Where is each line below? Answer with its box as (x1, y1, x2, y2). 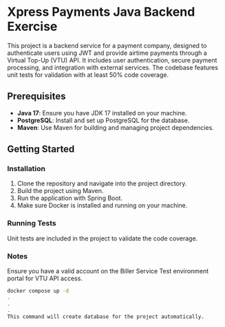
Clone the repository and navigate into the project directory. (17, 179, 187, 188)
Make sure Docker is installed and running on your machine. (17, 201, 188, 210)
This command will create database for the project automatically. (7, 313, 205, 320)
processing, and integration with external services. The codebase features (7, 63, 219, 71)
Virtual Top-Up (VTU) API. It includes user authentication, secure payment (7, 56, 217, 64)
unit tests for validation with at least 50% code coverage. (7, 70, 169, 79)
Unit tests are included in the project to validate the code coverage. (7, 234, 198, 243)
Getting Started (7, 144, 75, 155)
